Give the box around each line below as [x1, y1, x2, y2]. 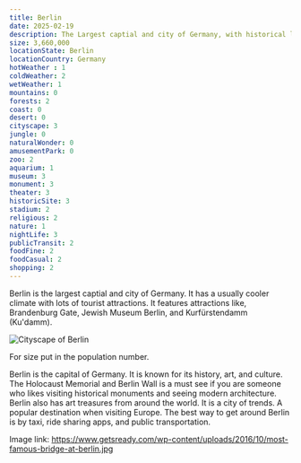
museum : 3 [9, 171, 47, 180]
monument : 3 [9, 180, 54, 189]
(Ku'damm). [9, 316, 53, 328]
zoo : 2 [9, 154, 34, 164]
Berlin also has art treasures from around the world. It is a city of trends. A [9, 397, 283, 408]
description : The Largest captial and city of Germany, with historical [9, 30, 287, 39]
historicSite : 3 [9, 197, 70, 206]
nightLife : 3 [9, 230, 58, 239]
